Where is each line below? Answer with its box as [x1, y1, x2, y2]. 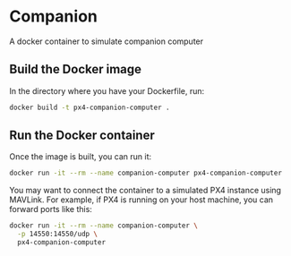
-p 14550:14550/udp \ [17, 230, 98, 239]
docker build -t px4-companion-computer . [9, 103, 170, 112]
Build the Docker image [9, 62, 141, 77]
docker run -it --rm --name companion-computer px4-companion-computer [9, 168, 282, 178]
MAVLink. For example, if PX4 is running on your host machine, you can [9, 194, 274, 205]
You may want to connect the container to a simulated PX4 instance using [9, 185, 282, 196]
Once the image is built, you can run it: [9, 151, 152, 162]
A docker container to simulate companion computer [9, 36, 204, 47]
